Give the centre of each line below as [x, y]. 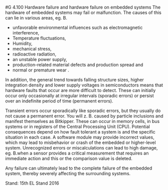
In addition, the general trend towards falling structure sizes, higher [75, 80]
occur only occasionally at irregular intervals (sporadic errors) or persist [79, 95]
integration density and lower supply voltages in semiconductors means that [84, 85]
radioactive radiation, [34, 54]
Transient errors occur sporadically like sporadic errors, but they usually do [83, 110]
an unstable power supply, [40, 59]
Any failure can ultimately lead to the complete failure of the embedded [79, 168]
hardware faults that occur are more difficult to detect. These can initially [80, 90]
